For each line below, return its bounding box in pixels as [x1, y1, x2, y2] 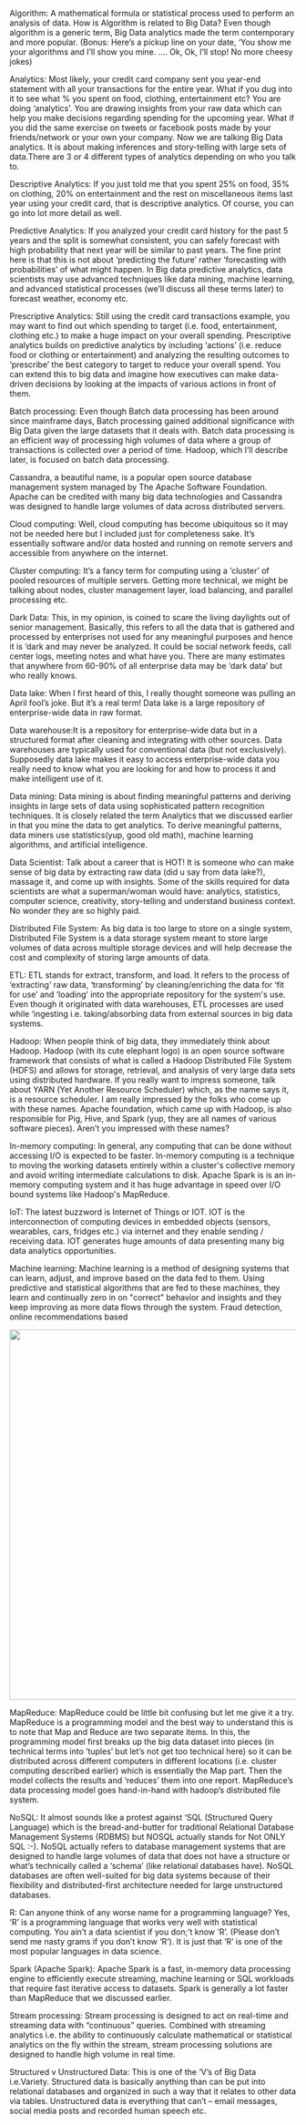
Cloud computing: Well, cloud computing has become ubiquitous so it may [9, 518, 289, 529]
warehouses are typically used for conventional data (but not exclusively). [9, 744, 287, 755]
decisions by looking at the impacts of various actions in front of [35, 378, 277, 389]
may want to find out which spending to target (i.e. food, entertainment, [9, 321, 278, 331]
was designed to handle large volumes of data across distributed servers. [9, 501, 285, 511]
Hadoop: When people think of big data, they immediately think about [9, 1036, 270, 1046]
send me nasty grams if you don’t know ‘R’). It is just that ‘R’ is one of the [9, 1936, 283, 1946]
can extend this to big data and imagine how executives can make [9, 369, 257, 379]
